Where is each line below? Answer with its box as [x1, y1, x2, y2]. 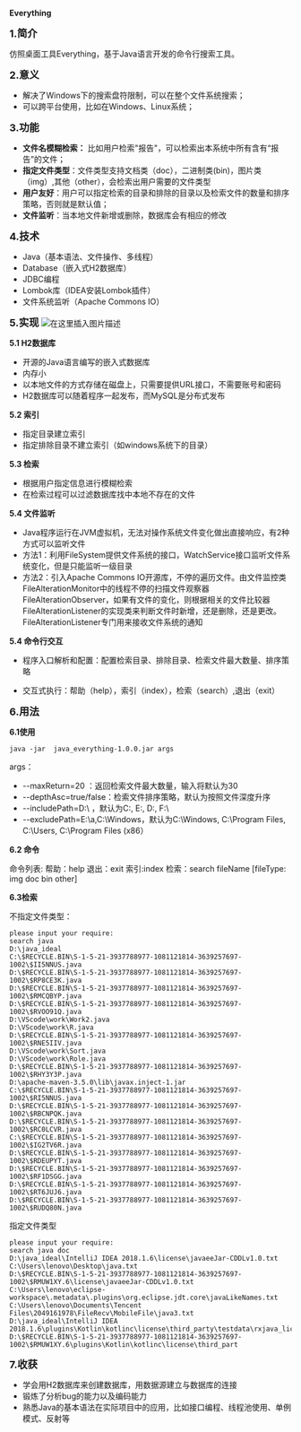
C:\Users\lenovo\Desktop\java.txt [9, 1262, 139, 1271]
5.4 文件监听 [9, 508, 56, 518]
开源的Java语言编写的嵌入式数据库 [21, 357, 150, 367]
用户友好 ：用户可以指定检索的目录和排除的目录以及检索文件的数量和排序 [21, 187, 289, 198]
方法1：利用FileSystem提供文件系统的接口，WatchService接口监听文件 [21, 550, 283, 560]
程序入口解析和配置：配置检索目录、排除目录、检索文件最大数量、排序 [21, 655, 282, 665]
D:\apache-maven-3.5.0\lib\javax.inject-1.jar [9, 1078, 186, 1087]
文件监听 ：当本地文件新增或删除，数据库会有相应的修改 [21, 210, 227, 221]
